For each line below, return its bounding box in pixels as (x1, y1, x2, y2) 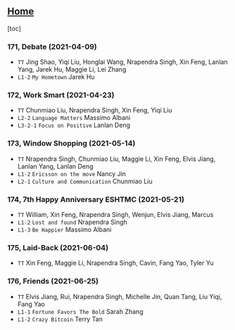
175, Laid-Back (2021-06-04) (7, 242, 109, 252)
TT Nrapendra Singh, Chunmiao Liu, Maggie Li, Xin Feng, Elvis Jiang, (17, 154, 216, 163)
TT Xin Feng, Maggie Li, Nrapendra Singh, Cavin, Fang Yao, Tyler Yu (17, 259, 214, 268)
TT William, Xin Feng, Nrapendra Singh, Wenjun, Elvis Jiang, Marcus (17, 211, 214, 218)
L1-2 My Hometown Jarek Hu (17, 73, 95, 81)
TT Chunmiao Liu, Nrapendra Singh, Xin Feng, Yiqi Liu (17, 106, 172, 114)
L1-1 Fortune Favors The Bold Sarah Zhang (17, 307, 144, 315)
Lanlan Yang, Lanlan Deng (17, 161, 94, 171)
